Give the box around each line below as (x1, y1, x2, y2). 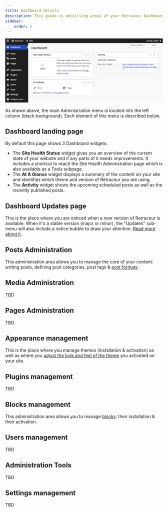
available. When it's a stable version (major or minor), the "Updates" (5, 220, 146, 226)
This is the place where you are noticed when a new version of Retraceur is (5, 215, 160, 221)
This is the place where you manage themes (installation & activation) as (5, 347, 154, 353)
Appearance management (5, 334, 88, 342)
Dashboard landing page (5, 127, 83, 135)
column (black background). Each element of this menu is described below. (5, 112, 161, 118)
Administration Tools (5, 461, 71, 469)
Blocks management (5, 400, 71, 408)
